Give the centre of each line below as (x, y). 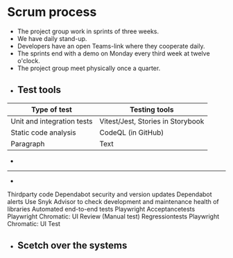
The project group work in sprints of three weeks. (88, 31)
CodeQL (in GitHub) (132, 132)
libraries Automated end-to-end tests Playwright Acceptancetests (101, 209)
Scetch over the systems (72, 246)
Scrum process (52, 12)
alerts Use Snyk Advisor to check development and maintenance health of (113, 201)
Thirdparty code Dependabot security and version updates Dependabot (110, 194)
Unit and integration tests (52, 121)
